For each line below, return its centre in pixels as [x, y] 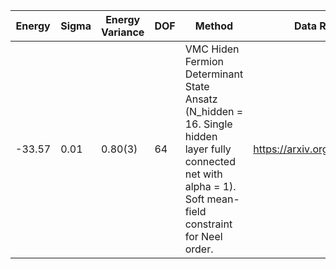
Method [214, 26]
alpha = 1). [210, 186]
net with [203, 174]
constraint [208, 224]
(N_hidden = [214, 111]
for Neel [203, 236]
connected [210, 161]
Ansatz [201, 99]
